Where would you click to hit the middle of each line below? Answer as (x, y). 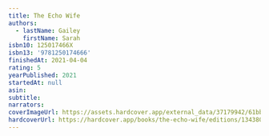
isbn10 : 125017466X (41, 46)
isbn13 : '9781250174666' (50, 53)
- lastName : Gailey (48, 30)
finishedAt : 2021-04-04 (48, 61)
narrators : (26, 105)
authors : (23, 23)
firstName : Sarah (52, 38)
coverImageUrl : (34, 113)
